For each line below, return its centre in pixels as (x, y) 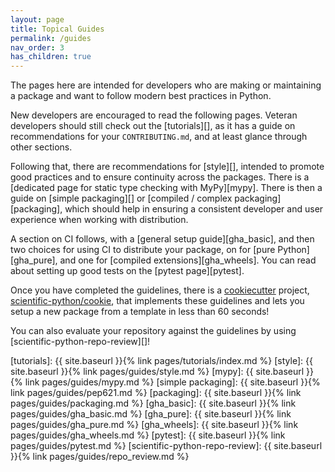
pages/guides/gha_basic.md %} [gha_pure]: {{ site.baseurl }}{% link (151, 414)
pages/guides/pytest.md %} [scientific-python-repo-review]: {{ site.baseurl (166, 446)
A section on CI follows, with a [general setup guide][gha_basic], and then (162, 239)
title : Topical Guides (57, 29)
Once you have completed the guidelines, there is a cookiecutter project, (160, 290)
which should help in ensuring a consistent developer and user (194, 209)
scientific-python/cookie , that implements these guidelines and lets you (157, 301)
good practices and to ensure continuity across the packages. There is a (160, 177)
